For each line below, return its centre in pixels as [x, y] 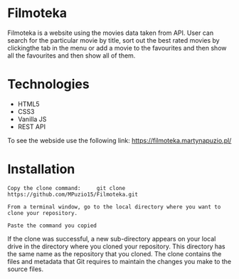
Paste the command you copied [52, 226]
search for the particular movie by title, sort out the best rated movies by [113, 40]
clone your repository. [43, 213]
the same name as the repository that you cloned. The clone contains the [115, 253]
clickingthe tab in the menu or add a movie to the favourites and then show [117, 48]
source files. [26, 269]
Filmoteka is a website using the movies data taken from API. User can [111, 33]
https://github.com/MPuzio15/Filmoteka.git [73, 194]
